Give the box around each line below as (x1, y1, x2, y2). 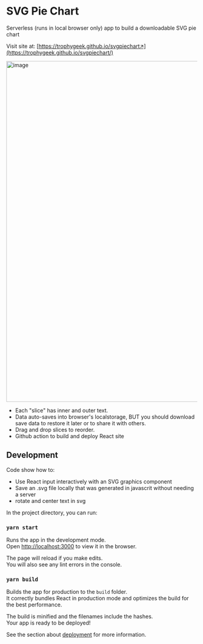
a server (15, 491, 36, 498)
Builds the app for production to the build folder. (6, 588, 128, 596)
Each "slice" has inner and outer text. (15, 407, 108, 414)
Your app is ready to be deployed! (6, 619, 91, 626)
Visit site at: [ (6, 42, 39, 50)
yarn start (6, 524, 38, 531)
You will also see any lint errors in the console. (6, 561, 122, 568)
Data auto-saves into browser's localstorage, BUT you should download (15, 413, 195, 420)
